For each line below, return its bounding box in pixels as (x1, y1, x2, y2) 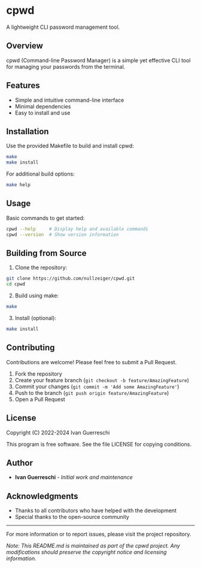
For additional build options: (6, 170, 75, 177)
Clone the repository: (14, 264, 68, 271)
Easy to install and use (14, 109, 71, 116)
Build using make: (14, 292, 59, 300)
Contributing (6, 343, 55, 353)
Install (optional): (14, 315, 57, 321)
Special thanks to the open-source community (14, 513, 130, 521)
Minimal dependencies (14, 102, 71, 110)
